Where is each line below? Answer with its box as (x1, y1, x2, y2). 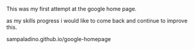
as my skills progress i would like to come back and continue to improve (6, 17, 188, 24)
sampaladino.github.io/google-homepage (6, 36, 111, 42)
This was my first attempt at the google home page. (6, 6, 136, 12)
